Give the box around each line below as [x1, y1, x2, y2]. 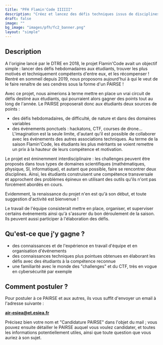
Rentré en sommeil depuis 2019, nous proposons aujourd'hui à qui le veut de [5, 76, 158, 82]
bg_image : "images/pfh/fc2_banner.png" [5, 25, 86, 30]
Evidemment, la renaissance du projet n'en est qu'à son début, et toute [5, 191, 147, 197]
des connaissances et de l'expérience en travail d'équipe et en [12, 243, 137, 248]
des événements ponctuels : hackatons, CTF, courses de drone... [12, 126, 143, 131]
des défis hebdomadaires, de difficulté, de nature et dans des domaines [12, 115, 156, 121]
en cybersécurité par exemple [12, 268, 72, 274]
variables [12, 120, 31, 126]
